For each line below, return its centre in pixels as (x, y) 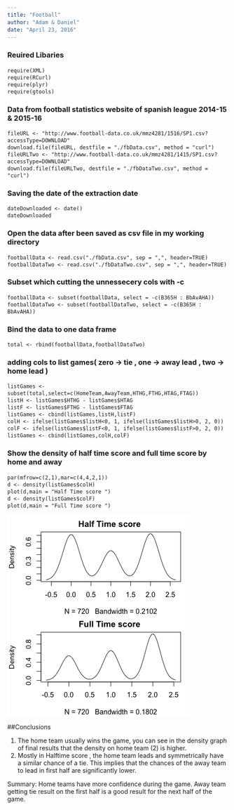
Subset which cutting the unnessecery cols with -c (96, 282)
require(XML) (26, 70)
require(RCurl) (29, 77)
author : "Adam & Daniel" (43, 22)
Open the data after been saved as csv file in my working (106, 233)
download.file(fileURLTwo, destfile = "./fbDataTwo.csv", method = (108, 169)
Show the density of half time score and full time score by (107, 453)
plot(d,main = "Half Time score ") (59, 492)
